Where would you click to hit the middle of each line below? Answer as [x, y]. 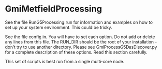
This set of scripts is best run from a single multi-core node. [65, 61]
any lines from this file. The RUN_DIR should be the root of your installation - [81, 41]
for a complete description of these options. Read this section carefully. [76, 52]
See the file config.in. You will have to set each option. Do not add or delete [80, 37]
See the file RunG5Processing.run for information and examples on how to [79, 22]
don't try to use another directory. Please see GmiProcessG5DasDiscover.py [81, 47]
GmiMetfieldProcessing [54, 9]
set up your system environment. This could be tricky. [59, 27]
